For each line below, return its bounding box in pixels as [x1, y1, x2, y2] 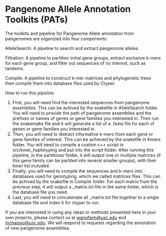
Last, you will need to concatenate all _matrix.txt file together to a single [12, 194, 160, 200]
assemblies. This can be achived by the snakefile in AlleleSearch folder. [12, 105, 159, 111]
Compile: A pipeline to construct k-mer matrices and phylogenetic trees [5, 75, 151, 81]
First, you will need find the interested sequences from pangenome [12, 99, 150, 105]
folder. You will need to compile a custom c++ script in [12, 141, 124, 147]
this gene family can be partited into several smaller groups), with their [12, 157, 157, 163]
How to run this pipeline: [5, 90, 55, 96]
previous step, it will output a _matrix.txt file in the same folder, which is [12, 183, 159, 189]
